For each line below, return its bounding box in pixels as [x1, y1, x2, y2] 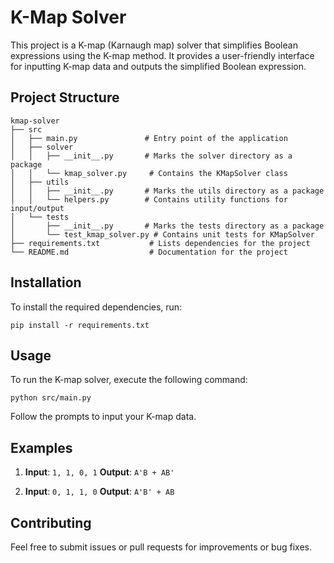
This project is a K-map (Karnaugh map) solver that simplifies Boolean [10, 39, 298, 51]
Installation [10, 274, 82, 291]
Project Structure [10, 89, 120, 106]
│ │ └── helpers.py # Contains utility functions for [10, 194, 288, 205]
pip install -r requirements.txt [10, 320, 150, 330]
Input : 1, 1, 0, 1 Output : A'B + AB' [24, 466, 175, 478]
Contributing [10, 514, 92, 531]
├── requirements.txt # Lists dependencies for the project [10, 238, 311, 248]
